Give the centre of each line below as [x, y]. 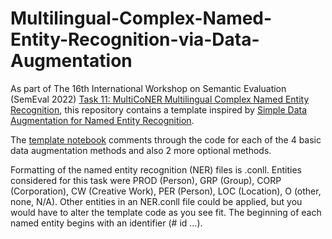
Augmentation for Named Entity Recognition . [102, 120]
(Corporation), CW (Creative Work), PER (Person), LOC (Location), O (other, [166, 191]
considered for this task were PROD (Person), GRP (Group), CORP [146, 180]
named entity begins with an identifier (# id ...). [106, 223]
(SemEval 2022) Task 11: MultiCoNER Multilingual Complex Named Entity [160, 99]
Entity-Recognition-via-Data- [135, 39]
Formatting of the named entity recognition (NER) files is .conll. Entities [156, 169]
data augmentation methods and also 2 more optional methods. [141, 150]
